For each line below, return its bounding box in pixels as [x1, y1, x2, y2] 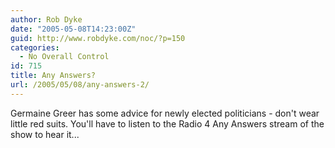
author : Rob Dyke [10, 14, 83, 25]
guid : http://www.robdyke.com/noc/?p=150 [10, 33, 186, 43]
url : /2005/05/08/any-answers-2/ [10, 80, 150, 90]
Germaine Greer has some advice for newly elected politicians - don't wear [10, 107, 320, 119]
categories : [10, 42, 60, 53]
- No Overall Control [19, 52, 110, 62]
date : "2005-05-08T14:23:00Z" [10, 24, 137, 34]
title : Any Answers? [10, 71, 97, 81]
